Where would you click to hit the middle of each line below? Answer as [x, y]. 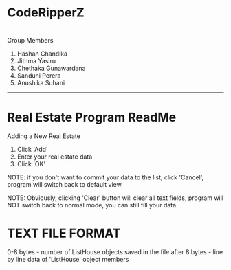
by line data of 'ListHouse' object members [68, 260]
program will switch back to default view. [65, 185]
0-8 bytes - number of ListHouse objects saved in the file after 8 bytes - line [115, 252]
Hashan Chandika [42, 54]
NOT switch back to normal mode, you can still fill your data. [92, 205]
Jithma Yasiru [36, 61]
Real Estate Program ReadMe [92, 117]
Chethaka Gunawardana [51, 68]
